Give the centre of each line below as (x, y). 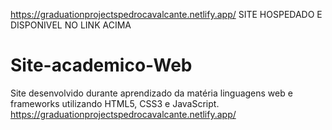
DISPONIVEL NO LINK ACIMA (71, 25)
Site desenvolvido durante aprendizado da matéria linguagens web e (151, 93)
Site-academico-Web (101, 65)
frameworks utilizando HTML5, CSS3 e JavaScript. (115, 103)
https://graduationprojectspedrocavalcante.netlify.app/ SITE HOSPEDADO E (166, 14)
